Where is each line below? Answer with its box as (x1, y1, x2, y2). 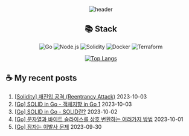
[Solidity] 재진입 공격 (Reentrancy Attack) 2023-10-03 (14, 92, 147, 100)
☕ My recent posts (5, 73, 77, 83)
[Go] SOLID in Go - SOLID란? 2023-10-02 (14, 108, 118, 115)
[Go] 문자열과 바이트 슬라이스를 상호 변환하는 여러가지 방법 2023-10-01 (14, 115, 184, 123)
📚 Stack (85, 24, 117, 34)
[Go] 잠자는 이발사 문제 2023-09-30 (14, 123, 102, 130)
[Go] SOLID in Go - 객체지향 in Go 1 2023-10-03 (14, 100, 132, 108)
